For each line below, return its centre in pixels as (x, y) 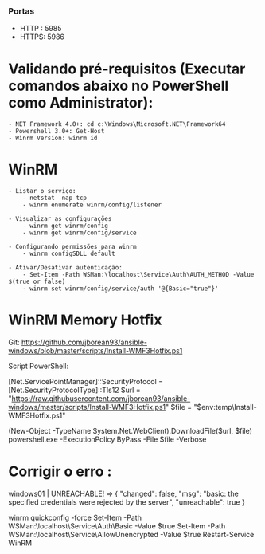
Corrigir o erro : (60, 471)
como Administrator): (81, 103)
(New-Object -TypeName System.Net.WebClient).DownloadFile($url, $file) (131, 431)
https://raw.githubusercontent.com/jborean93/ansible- (101, 399)
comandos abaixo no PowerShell (119, 86)
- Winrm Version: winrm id (53, 138)
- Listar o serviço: (43, 191)
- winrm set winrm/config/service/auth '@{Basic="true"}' (121, 289)
